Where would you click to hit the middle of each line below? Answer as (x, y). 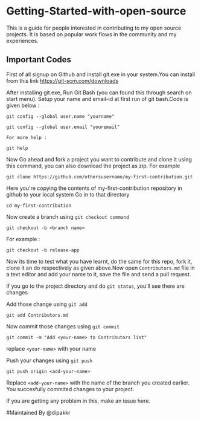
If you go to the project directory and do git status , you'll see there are (96, 286)
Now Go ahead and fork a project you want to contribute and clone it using (99, 159)
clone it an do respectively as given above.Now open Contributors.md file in (101, 268)
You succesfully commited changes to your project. (70, 389)
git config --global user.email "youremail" (63, 127)
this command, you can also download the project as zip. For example (93, 166)
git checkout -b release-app (43, 250)
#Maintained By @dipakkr (38, 412)
